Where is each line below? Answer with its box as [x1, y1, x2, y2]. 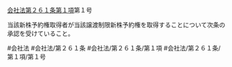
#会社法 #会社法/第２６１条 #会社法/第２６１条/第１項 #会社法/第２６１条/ [7, 44, 221, 52]
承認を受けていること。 [7, 30, 74, 37]
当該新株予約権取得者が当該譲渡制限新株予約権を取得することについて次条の [7, 21, 226, 29]
